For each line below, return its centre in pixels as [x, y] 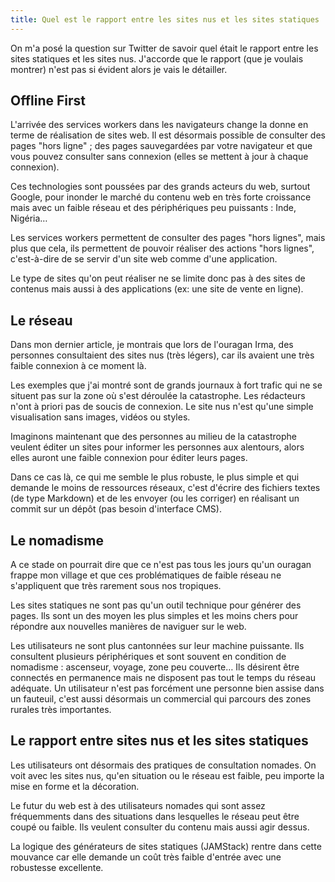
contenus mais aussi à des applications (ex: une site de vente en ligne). [157, 289]
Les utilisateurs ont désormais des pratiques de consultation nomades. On [163, 765]
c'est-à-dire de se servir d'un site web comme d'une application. [144, 259]
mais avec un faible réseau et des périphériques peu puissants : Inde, [153, 208]
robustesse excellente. [57, 867]
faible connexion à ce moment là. [78, 366]
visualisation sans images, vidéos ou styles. [100, 417]
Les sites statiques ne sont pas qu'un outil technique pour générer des [156, 605]
